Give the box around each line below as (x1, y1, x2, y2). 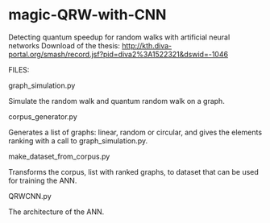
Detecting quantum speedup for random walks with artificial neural (8, 32, 231, 42)
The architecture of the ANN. (8, 207, 105, 217)
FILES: (8, 64, 30, 74)
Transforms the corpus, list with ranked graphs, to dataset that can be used (8, 167, 260, 176)
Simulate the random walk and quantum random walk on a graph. (8, 96, 226, 105)
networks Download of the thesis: (8, 40, 121, 50)
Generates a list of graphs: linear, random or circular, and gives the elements (8, 127, 263, 137)
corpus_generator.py (8, 111, 78, 122)
